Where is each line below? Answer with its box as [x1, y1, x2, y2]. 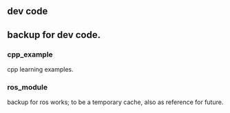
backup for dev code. [7, 29, 101, 41]
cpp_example [7, 50, 53, 59]
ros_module [7, 83, 48, 92]
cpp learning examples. [7, 65, 74, 74]
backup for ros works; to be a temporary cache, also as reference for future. [7, 98, 224, 106]
